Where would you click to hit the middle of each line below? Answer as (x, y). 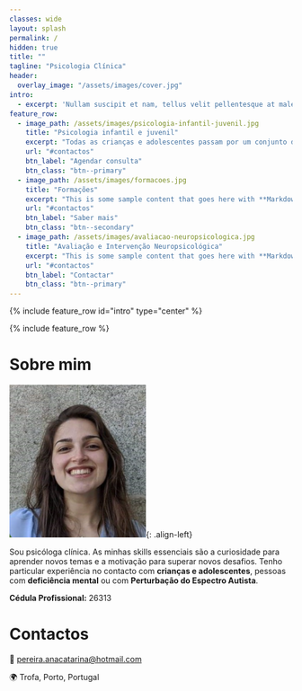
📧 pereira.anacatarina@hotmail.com (75, 659)
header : (24, 76)
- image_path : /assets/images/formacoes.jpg (102, 180)
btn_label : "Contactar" (70, 275)
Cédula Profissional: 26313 (61, 598)
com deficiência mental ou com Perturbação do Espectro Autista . (134, 580)
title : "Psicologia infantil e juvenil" (102, 133)
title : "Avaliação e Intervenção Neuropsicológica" (124, 246)
